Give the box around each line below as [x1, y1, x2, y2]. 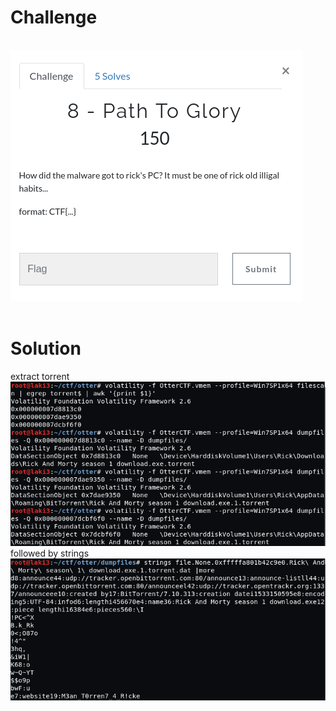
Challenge [10, 6, 98, 29]
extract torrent [10, 370, 70, 382]
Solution [10, 337, 82, 360]
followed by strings [10, 547, 90, 559]
